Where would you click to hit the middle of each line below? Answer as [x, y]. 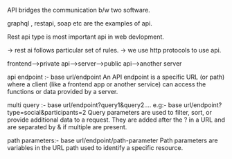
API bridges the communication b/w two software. [79, 10]
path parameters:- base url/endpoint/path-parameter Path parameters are [113, 140]
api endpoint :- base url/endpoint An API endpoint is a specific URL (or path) [116, 77]
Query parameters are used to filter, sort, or [150, 112]
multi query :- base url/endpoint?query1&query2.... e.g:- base [95, 105]
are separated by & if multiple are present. [67, 127]
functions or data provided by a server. [63, 92]
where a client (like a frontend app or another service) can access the [107, 84]
